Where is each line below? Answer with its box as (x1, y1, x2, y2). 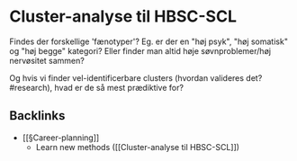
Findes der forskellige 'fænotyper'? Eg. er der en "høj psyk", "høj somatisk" (9, 36, 288, 47)
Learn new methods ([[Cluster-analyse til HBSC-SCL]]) (35, 141, 240, 152)
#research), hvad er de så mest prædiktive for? (9, 82, 184, 93)
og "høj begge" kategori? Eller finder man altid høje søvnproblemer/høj (9, 45, 272, 56)
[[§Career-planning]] (22, 132, 100, 143)
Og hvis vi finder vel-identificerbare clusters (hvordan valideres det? (9, 72, 263, 83)
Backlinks (9, 108, 66, 123)
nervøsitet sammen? (9, 55, 85, 66)
